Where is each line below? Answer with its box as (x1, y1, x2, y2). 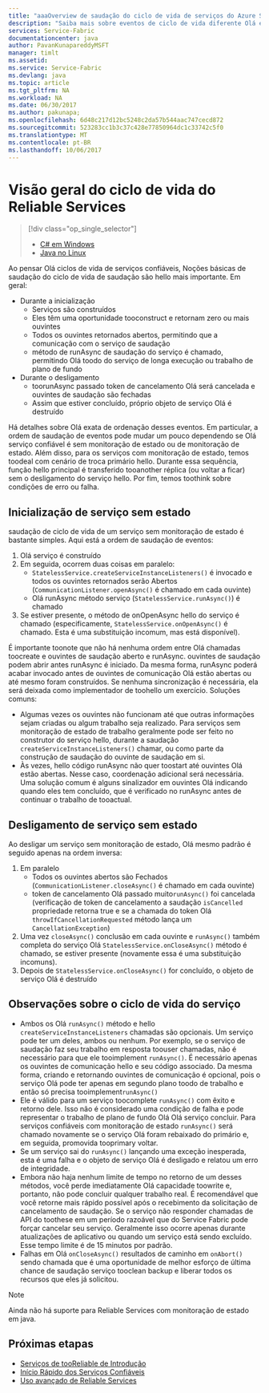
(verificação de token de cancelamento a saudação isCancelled (31, 897, 243, 907)
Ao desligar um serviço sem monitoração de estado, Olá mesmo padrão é (8, 839, 251, 848)
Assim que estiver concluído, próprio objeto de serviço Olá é (31, 399, 232, 408)
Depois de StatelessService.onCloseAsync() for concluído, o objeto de (19, 966, 254, 975)
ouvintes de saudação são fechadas (31, 390, 152, 399)
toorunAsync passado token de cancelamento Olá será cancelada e (31, 382, 256, 391)
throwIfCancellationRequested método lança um (31, 914, 192, 924)
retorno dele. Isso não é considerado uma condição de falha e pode (19, 1103, 244, 1113)
